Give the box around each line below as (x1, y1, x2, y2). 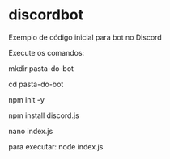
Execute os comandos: (8, 48, 85, 57)
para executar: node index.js (8, 141, 104, 151)
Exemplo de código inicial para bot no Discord (8, 32, 162, 42)
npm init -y (8, 94, 45, 104)
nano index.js (8, 126, 53, 136)
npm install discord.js (8, 111, 79, 120)
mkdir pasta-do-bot (8, 63, 74, 73)
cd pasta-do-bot (8, 79, 64, 89)
